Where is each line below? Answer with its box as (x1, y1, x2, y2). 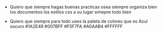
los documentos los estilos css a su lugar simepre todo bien (9, 9, 131, 15)
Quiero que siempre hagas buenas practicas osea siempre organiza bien (9, 4, 158, 10)
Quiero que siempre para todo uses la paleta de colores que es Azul (9, 19, 148, 24)
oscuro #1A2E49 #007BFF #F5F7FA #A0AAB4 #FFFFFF (9, 23, 123, 29)
